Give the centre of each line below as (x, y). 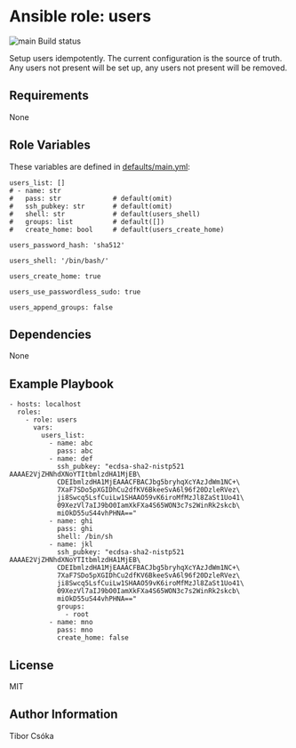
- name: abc (71, 443)
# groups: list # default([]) (87, 221)
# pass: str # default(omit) (91, 198)
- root (77, 615)
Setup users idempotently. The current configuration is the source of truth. (146, 58)
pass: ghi (75, 529)
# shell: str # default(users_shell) (105, 214)
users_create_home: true (55, 276)
